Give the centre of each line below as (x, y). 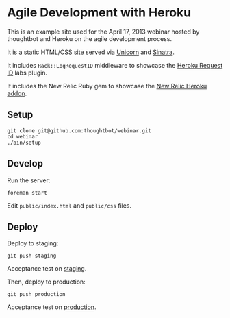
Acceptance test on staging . (47, 269)
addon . (17, 93)
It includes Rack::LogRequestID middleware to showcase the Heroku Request (115, 65)
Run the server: (29, 180)
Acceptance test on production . (52, 307)
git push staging (32, 256)
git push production (37, 295)
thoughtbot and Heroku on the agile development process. (90, 38)
